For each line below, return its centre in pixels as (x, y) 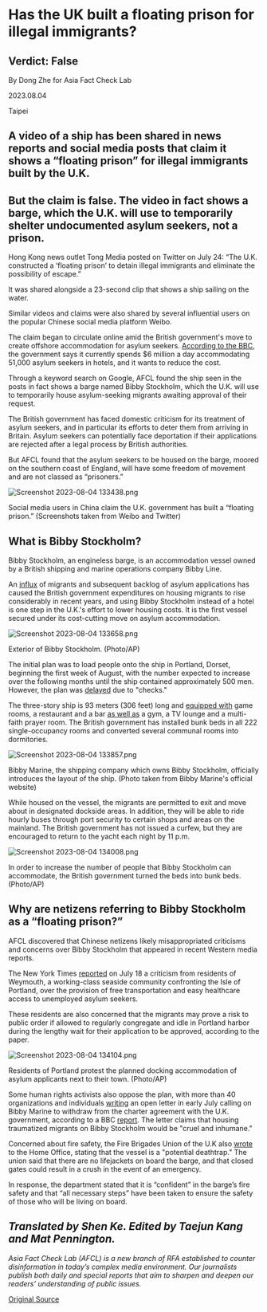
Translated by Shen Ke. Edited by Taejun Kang (126, 1226)
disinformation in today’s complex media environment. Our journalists (123, 1267)
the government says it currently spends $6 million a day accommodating (129, 354)
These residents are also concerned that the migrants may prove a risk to (129, 1014)
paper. (19, 1039)
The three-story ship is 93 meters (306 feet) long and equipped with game (131, 705)
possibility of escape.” (45, 274)
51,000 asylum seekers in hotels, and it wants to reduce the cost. (115, 363)
